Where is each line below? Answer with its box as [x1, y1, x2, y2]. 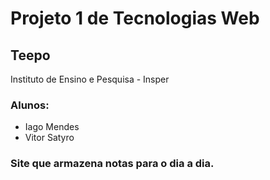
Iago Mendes [24, 121, 80, 133]
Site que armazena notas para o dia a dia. [10, 157, 215, 171]
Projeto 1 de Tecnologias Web [10, 7, 260, 30]
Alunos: [10, 98, 50, 112]
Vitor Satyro [24, 132, 75, 144]
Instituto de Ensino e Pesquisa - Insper [10, 73, 170, 85]
